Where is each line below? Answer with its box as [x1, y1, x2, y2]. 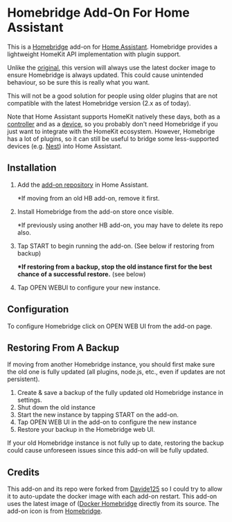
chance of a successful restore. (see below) [17, 269, 146, 278]
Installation [7, 162, 57, 174]
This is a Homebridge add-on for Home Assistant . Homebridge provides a [7, 42, 218, 51]
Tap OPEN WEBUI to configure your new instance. [17, 283, 161, 292]
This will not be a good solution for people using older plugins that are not [7, 92, 218, 100]
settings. [17, 396, 43, 404]
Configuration [7, 303, 69, 315]
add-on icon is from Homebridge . [7, 507, 102, 515]
